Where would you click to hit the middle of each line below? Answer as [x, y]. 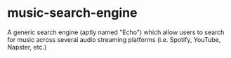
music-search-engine [72, 13]
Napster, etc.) [27, 47]
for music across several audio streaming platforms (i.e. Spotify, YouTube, [114, 39]
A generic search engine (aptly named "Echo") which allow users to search [116, 32]
